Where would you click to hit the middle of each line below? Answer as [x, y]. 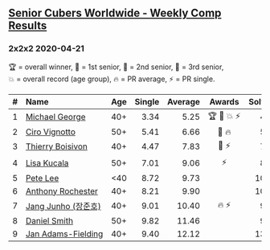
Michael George [55, 117]
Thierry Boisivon [57, 146]
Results [28, 26]
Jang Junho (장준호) [63, 207]
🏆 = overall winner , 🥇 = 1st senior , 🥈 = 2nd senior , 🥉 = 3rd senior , [116, 67]
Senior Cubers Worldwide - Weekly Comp [115, 13]
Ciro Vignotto [51, 132]
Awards [224, 101]
